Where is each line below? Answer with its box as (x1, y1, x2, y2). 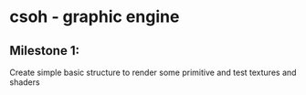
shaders (9, 77, 40, 88)
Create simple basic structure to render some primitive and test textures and (9, 67, 297, 78)
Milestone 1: (9, 43, 80, 58)
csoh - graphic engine (9, 6, 180, 27)
